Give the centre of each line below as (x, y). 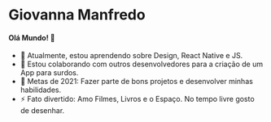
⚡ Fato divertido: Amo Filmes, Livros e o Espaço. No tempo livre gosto (137, 99)
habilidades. (41, 90)
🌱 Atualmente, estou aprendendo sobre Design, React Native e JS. (131, 56)
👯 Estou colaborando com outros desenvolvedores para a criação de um (141, 64)
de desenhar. (42, 111)
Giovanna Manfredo (77, 15)
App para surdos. (49, 73)
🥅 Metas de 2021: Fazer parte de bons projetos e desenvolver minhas (137, 82)
